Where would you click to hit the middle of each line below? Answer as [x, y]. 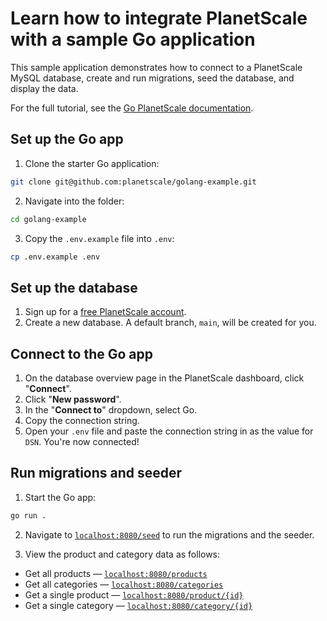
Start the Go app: [60, 497]
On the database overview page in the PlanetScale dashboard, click [164, 378]
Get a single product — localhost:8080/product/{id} [134, 594]
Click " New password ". [73, 399]
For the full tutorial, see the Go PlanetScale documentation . [132, 108]
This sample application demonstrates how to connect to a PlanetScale [156, 67]
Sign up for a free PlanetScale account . [105, 312]
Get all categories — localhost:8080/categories [124, 584]
